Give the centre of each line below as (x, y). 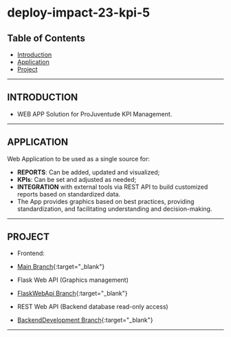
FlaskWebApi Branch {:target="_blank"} (72, 294)
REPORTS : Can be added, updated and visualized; (88, 172)
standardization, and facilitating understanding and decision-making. (114, 209)
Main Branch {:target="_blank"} (61, 267)
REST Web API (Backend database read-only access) (92, 307)
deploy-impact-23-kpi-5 (78, 13)
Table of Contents (46, 38)
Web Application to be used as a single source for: (78, 159)
